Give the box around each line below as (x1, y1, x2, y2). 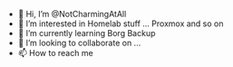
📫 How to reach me (17, 48, 93, 58)
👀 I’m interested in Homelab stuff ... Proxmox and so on (17, 18, 224, 29)
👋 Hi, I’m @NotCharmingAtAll (17, 9, 127, 19)
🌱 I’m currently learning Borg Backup (17, 28, 156, 38)
